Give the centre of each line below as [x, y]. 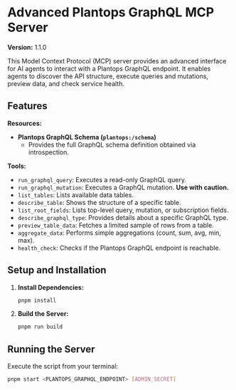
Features [27, 106]
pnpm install [37, 300]
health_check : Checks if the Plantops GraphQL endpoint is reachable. [119, 248]
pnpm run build [40, 327]
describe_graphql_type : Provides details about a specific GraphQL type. [123, 217]
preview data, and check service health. [66, 83]
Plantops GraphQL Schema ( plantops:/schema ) [87, 137]
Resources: [25, 123]
